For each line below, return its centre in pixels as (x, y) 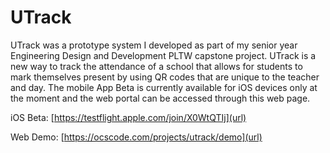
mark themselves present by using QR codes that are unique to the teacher (165, 77)
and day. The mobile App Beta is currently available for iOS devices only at (164, 87)
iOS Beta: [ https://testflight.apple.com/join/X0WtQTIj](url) (128, 117)
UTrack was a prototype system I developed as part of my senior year (154, 45)
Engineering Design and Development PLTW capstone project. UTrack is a (163, 55)
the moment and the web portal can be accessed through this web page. (160, 98)
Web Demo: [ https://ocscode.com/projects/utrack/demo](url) (136, 137)
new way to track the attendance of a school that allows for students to (156, 66)
